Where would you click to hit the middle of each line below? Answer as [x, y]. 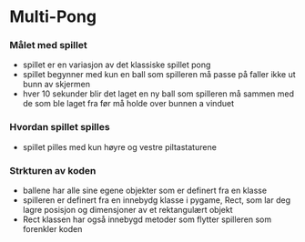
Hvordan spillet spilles [60, 127]
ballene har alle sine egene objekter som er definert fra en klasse [144, 191]
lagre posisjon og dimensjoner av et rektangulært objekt [127, 210]
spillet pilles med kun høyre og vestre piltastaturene [119, 146]
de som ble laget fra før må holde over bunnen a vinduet [128, 104]
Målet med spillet [49, 45]
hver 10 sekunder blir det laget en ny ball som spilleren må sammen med [158, 94]
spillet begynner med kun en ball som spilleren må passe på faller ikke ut [159, 75]
